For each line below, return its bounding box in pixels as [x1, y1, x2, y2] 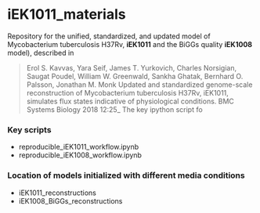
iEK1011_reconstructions [18, 188, 97, 197]
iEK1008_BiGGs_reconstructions [18, 196, 123, 205]
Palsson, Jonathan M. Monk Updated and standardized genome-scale [26, 80, 253, 89]
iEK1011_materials [7, 5, 126, 23]
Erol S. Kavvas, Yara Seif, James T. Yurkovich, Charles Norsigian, [26, 63, 237, 72]
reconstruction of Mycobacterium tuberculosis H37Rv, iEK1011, [26, 88, 229, 97]
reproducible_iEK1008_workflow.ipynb [18, 150, 143, 160]
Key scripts [7, 124, 52, 135]
